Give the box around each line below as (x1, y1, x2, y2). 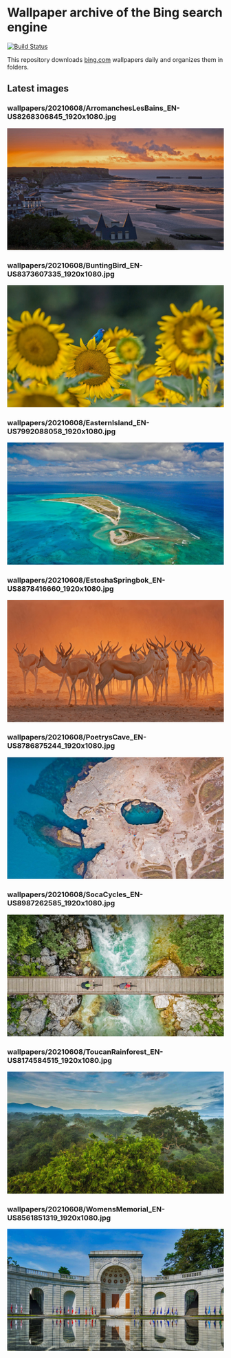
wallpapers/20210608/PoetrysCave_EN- (7, 733, 146, 742)
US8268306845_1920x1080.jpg (7, 112, 117, 122)
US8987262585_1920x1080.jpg (7, 898, 115, 908)
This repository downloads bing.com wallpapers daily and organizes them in (7, 55, 223, 63)
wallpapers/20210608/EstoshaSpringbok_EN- (7, 575, 166, 585)
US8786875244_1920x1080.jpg (7, 741, 115, 751)
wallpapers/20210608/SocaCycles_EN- (7, 890, 143, 899)
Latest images (7, 83, 69, 94)
